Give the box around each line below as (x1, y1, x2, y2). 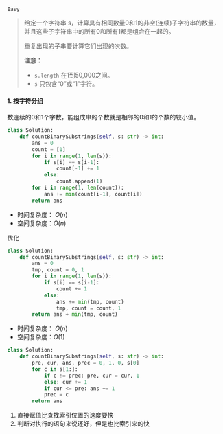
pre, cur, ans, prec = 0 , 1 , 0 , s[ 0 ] (32, 360, 139, 367)
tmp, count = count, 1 (56, 305, 121, 312)
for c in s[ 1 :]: (32, 365, 78, 373)
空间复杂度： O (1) (16, 333, 65, 341)
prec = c (43, 391, 69, 398)
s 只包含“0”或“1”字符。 (34, 80, 98, 88)
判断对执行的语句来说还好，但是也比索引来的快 (16, 420, 150, 428)
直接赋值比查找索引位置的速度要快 (16, 411, 114, 420)
